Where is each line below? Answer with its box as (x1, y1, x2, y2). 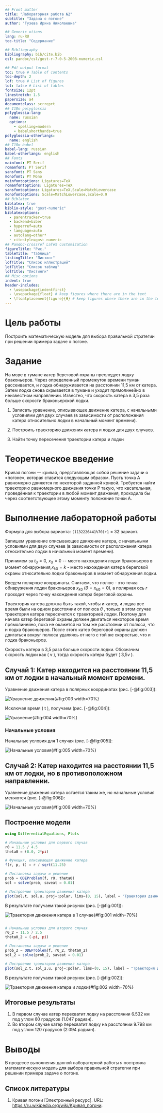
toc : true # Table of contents (5, 70, 68, 75)
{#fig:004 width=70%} (32, 714, 78, 720)
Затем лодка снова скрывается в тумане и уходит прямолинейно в (5, 387, 145, 393)
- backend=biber (9, 219, 42, 224)
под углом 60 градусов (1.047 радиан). (12, 1017, 93, 1022)
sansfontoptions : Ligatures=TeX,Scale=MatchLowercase (5, 188, 116, 192)
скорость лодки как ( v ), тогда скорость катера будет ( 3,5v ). (5, 652, 134, 658)
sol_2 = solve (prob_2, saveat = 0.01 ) (5, 952, 83, 958)
